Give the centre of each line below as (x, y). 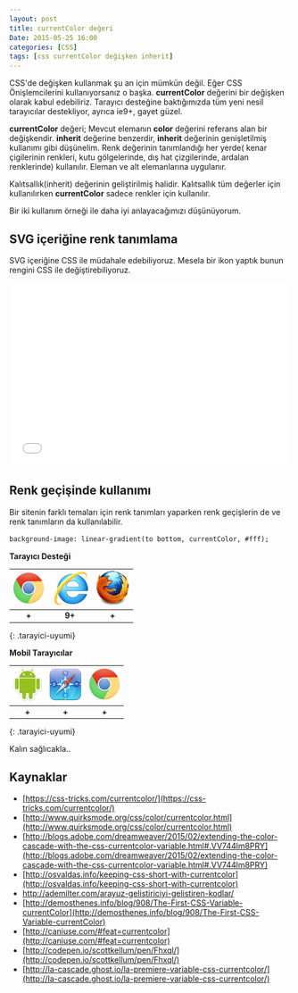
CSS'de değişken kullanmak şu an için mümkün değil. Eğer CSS (126, 83)
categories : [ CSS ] (43, 47)
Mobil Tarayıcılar (41, 653)
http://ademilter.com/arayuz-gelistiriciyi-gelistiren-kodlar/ (128, 893)
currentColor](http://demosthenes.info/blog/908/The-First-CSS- (141, 912)
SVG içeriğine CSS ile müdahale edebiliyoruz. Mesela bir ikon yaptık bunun (146, 260)
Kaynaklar (38, 777)
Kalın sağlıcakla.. (40, 749)
